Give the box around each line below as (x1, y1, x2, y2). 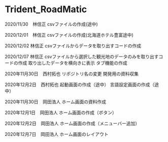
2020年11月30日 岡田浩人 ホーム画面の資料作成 (5, 98, 107, 105)
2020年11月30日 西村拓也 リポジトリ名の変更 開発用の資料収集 (5, 70, 139, 77)
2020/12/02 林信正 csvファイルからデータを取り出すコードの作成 (5, 42, 142, 49)
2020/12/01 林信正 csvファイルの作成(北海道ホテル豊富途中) (5, 32, 133, 38)
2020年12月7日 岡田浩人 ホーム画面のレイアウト (5, 131, 109, 137)
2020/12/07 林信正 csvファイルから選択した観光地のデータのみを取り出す (5, 53, 159, 60)
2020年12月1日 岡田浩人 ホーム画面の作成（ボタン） (5, 109, 117, 116)
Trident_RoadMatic (5, 4, 87, 15)
